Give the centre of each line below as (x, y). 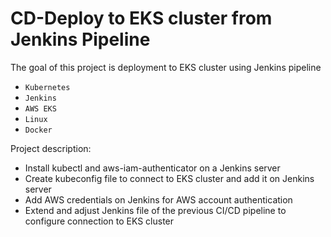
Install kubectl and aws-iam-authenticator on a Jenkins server (152, 168)
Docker (38, 130)
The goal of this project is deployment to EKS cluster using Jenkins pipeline (166, 67)
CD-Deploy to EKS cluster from (141, 18)
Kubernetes (47, 87)
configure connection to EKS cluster (99, 221)
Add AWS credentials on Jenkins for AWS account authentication (158, 199)
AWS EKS (40, 108)
